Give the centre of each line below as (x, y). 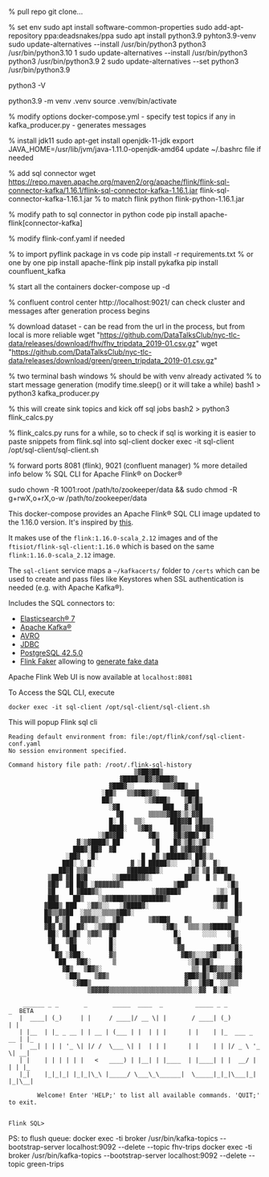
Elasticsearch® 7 (47, 619)
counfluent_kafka (37, 271)
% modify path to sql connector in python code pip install (103, 215)
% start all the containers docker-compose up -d (89, 287)
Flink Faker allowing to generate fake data (89, 661)
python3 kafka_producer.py (54, 393)
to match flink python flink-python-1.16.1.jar (174, 199)
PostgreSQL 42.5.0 (51, 653)
